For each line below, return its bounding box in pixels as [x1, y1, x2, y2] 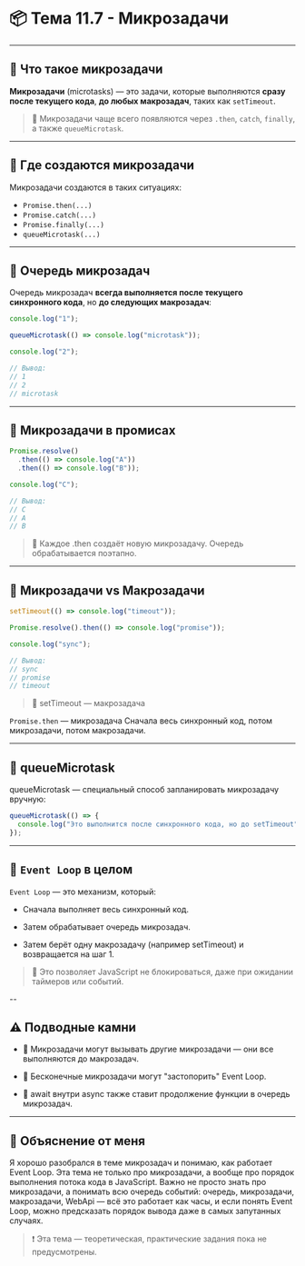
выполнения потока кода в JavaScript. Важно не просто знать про [9, 1177, 267, 1188]
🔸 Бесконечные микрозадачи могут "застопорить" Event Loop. [22, 1071, 267, 1082]
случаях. [9, 1215, 44, 1226]
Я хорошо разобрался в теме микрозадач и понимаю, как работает [9, 1157, 273, 1169]
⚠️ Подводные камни [9, 1020, 136, 1035]
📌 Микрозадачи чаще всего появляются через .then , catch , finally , [31, 113, 296, 124]
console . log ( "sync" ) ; [9, 639, 92, 649]
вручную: [9, 793, 46, 805]
